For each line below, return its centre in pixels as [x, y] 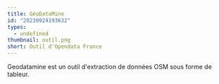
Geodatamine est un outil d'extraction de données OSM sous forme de [110, 67]
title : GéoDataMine [36, 14]
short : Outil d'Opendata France [55, 47]
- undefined [31, 34]
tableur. [18, 74]
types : [17, 27]
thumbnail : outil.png [39, 40]
